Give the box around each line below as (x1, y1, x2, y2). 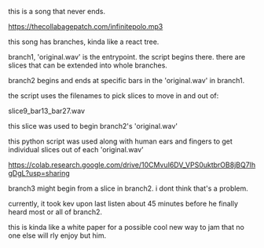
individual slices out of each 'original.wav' (8, 145, 144, 154)
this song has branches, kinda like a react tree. (8, 37, 159, 46)
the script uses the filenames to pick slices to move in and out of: (8, 91, 219, 100)
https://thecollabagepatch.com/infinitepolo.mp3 (8, 22, 163, 31)
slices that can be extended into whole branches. (8, 60, 167, 70)
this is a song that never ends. (8, 7, 106, 16)
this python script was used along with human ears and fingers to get (8, 137, 233, 146)
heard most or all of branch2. (8, 207, 103, 217)
